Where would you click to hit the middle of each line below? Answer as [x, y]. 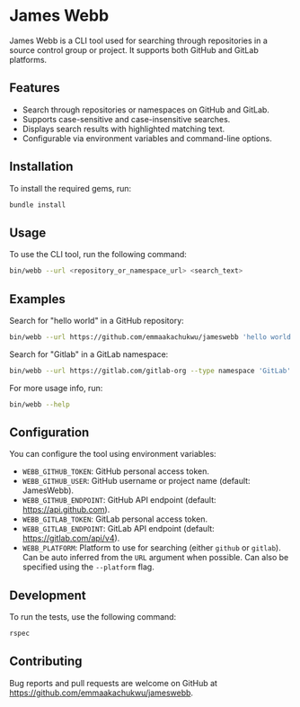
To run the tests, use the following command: [93, 617]
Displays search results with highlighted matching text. [124, 129]
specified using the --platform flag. [88, 567]
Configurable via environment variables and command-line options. [147, 138]
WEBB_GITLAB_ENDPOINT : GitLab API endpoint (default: [119, 529]
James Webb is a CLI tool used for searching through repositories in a [138, 40]
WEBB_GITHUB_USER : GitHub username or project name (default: [136, 481]
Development [48, 595]
